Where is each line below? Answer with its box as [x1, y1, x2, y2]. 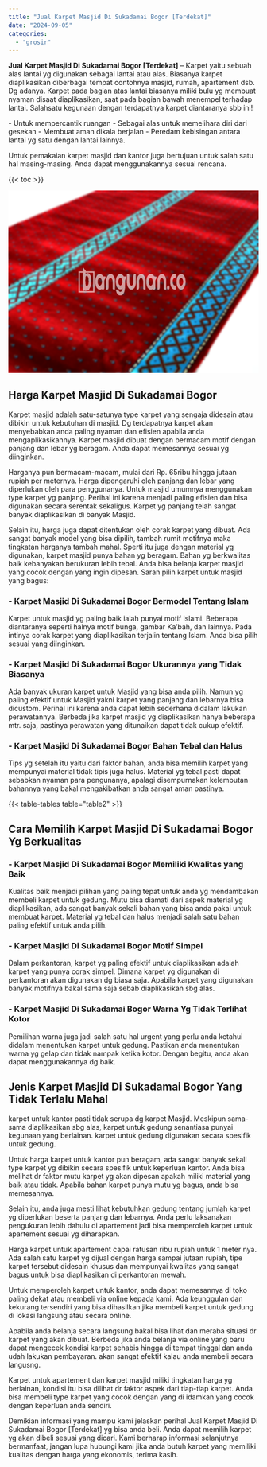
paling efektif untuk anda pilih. [8, 920, 107, 930]
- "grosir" [15, 38, 52, 46]
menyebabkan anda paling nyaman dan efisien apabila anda [8, 426, 205, 436]
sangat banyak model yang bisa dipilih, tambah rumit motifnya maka [8, 533, 232, 543]
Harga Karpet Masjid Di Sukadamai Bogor [8, 388, 217, 402]
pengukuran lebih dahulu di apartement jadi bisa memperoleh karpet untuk [8, 1220, 253, 1230]
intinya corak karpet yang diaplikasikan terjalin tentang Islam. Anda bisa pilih [8, 630, 258, 640]
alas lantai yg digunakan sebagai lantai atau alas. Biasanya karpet [8, 69, 222, 79]
